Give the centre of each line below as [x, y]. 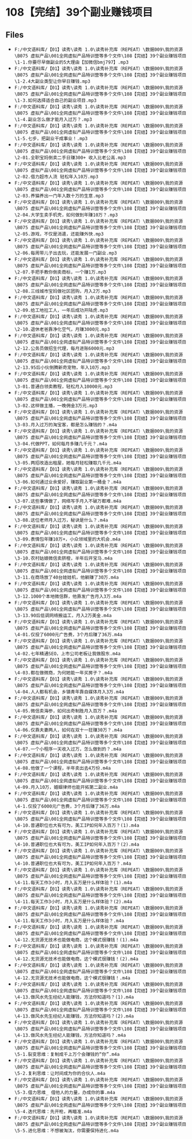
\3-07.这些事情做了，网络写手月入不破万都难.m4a [68, 501]
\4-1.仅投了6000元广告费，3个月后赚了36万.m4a [67, 806]
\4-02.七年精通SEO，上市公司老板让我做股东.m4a [67, 654]
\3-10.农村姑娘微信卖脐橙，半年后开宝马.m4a [63, 558]
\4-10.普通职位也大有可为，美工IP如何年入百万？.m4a [73, 864]
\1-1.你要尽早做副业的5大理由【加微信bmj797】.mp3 [71, 62]
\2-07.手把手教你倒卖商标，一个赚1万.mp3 [60, 272]
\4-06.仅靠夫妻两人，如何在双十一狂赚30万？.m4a [68, 730]
